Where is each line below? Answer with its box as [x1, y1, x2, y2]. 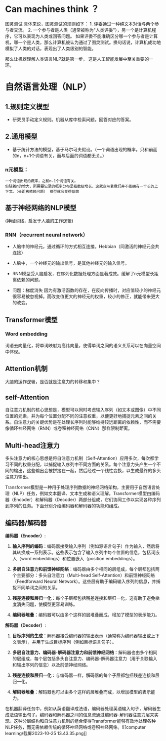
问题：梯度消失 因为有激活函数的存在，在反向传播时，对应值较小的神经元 [12, 288, 161, 293]
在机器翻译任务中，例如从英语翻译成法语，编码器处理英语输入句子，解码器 [5, 706, 157, 712]
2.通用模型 [5, 132, 38, 141]
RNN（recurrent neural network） [5, 231, 88, 238]
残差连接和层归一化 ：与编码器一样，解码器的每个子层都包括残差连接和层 [12, 672, 160, 678]
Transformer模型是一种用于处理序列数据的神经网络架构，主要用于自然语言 [5, 484, 156, 491]
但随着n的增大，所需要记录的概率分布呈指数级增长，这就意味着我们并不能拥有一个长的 [5, 184, 155, 189]
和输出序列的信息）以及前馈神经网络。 [12, 662, 90, 668]
